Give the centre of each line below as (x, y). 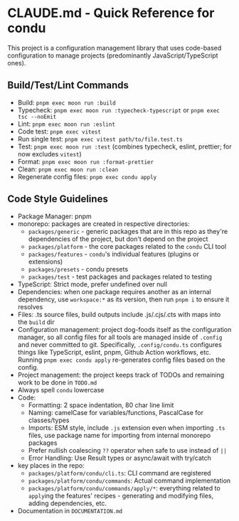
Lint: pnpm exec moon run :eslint (67, 124)
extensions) (46, 262)
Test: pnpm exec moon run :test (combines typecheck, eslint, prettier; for (124, 146)
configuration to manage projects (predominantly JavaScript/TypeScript (113, 55)
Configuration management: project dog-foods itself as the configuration (124, 329)
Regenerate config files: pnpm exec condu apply (87, 176)
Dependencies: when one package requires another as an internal (114, 291)
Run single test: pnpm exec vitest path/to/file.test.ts (100, 139)
